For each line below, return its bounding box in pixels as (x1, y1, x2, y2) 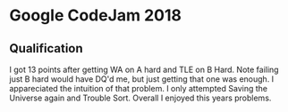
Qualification (9, 41, 83, 56)
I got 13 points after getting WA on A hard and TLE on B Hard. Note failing (9, 64, 279, 75)
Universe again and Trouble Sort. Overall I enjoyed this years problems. (9, 92, 272, 103)
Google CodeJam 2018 (9, 5, 182, 26)
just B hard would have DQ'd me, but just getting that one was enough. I (9, 74, 275, 84)
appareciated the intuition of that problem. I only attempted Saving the (9, 84, 268, 93)
